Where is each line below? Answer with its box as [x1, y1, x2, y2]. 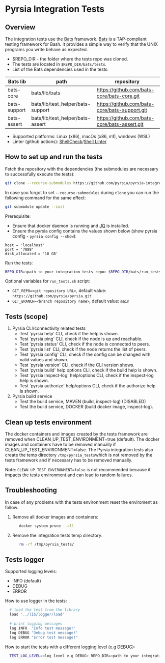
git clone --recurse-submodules [5, 180, 71, 185]
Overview [5, 23, 36, 31]
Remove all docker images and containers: [12, 514, 99, 519]
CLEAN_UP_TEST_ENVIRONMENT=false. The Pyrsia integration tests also [5, 447, 154, 453]
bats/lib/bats [31, 89, 60, 96]
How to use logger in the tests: [5, 598, 67, 604]
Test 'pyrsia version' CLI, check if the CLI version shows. [19, 362, 135, 368]
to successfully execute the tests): [5, 171, 75, 177]
